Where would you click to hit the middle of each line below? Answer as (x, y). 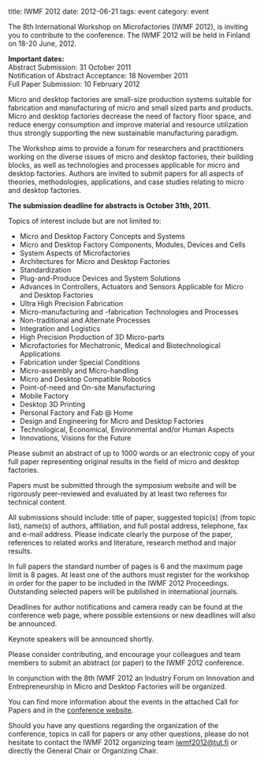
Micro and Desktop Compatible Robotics (85, 379)
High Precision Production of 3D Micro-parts (92, 337)
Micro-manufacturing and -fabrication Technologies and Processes (129, 312)
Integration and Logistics (60, 329)
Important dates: (36, 59)
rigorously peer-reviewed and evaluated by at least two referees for (118, 494)
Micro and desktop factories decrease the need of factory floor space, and (130, 116)
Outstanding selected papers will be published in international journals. (123, 591)
